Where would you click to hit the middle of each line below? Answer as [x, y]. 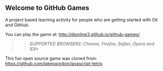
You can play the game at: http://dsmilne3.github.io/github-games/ [72, 34]
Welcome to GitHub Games [47, 8]
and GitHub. [17, 25]
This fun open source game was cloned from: [51, 58]
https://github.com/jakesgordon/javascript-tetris [54, 63]
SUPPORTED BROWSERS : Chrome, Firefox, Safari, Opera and [92, 44]
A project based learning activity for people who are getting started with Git [81, 19]
